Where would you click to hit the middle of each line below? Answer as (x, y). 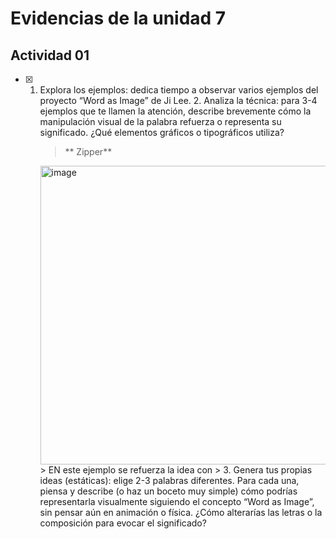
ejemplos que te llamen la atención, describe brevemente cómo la (175, 111)
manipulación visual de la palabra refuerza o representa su (160, 121)
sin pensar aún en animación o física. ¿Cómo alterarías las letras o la (181, 512)
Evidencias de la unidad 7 (118, 18)
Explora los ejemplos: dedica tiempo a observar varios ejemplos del (179, 90)
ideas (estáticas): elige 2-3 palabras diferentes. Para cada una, (169, 480)
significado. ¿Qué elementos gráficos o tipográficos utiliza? (162, 132)
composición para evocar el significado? (123, 523)
